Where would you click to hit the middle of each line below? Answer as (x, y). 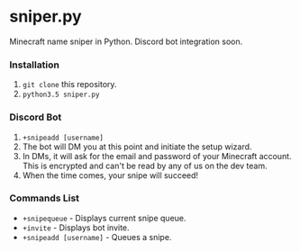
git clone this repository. (69, 85)
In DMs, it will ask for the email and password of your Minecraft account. (157, 156)
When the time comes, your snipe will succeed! (110, 175)
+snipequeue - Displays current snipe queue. (104, 218)
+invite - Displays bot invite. (76, 228)
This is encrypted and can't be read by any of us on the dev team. (145, 166)
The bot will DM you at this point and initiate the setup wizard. (137, 147)
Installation (35, 65)
